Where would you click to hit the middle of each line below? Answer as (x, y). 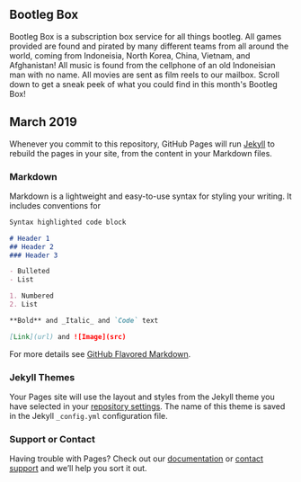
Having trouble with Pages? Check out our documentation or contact (136, 459)
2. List (24, 305)
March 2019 (44, 122)
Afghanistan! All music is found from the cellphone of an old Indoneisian (142, 65)
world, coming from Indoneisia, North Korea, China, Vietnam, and (130, 55)
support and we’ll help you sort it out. (78, 469)
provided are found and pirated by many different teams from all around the (149, 46)
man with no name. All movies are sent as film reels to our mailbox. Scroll (145, 75)
